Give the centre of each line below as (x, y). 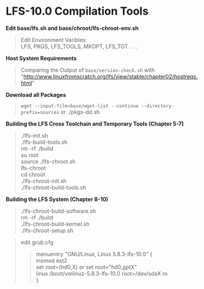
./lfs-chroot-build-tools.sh (53, 187)
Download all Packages (36, 95)
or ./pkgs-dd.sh (80, 112)
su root (30, 155)
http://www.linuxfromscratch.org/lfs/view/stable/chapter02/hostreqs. (111, 76)
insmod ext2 (52, 260)
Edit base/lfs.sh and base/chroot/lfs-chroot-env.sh (72, 28)
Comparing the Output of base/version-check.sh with (88, 70)
